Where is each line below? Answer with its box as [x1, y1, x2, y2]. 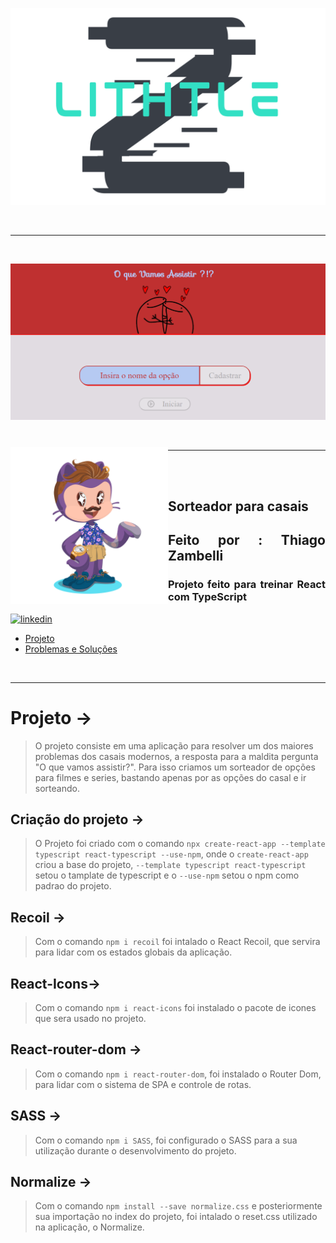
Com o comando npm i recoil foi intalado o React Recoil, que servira [34, 936, 321, 948]
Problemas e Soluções [24, 643, 118, 655]
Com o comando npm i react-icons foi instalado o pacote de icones [34, 1001, 317, 1013]
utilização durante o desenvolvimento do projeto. [34, 1144, 237, 1157]
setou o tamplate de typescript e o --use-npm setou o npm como [34, 869, 300, 882]
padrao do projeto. [34, 880, 112, 892]
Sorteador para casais [168, 498, 309, 515]
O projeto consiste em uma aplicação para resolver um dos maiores [34, 739, 314, 752]
